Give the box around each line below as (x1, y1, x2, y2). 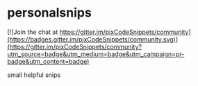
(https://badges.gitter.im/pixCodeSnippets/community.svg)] (7, 35, 179, 43)
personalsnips (7, 5, 92, 21)
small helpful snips (7, 71, 61, 79)
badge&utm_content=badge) (7, 57, 90, 65)
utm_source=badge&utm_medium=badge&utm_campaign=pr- (7, 50, 185, 58)
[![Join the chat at (7, 28, 58, 36)
